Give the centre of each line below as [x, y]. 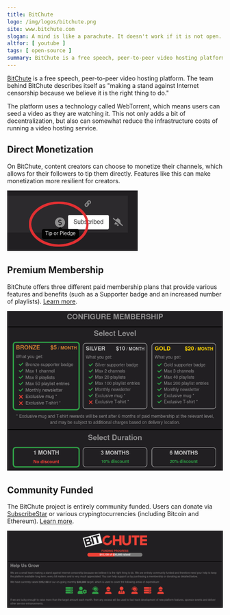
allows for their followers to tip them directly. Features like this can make [109, 173]
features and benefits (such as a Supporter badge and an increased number [114, 294]
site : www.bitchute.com [41, 29]
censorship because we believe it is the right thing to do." [88, 93]
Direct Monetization [50, 150]
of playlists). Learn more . [42, 301]
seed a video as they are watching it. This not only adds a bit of [97, 113]
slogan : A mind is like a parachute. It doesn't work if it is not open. [115, 36]
